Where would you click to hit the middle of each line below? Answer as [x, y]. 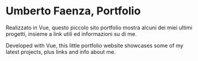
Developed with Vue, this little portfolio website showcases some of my [95, 45]
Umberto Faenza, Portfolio [73, 11]
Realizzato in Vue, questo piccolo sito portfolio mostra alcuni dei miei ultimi [99, 28]
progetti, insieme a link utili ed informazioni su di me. [71, 33]
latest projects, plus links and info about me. [61, 51]
